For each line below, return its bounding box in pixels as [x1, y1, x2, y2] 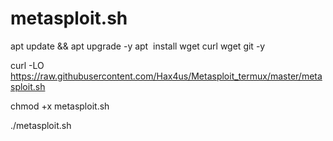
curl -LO [10, 59, 45, 71]
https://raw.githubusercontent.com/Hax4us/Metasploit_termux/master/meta [10, 70, 323, 82]
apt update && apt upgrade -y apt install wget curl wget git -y [10, 40, 266, 52]
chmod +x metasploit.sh [10, 100, 110, 112]
